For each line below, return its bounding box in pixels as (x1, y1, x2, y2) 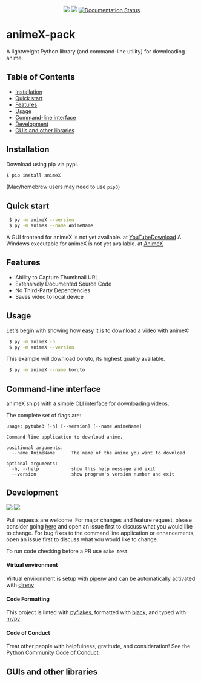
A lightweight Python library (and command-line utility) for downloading (6, 47, 185, 55)
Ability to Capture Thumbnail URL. (15, 273, 100, 281)
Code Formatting (6, 595, 50, 603)
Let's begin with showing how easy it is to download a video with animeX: (6, 327, 190, 334)
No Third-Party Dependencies (15, 286, 91, 294)
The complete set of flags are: (6, 412, 82, 419)
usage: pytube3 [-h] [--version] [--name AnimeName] (6, 423, 142, 429)
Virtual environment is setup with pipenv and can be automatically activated (6, 575, 196, 583)
